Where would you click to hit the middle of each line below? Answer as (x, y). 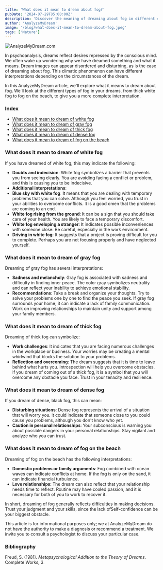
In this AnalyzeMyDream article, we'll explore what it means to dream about (81, 85)
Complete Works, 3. (25, 562)
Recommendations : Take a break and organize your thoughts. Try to (81, 293)
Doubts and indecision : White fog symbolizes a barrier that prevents (81, 172)
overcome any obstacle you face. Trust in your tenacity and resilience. (82, 377)
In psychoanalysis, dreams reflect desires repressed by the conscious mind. (81, 55)
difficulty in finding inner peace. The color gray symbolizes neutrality (81, 282)
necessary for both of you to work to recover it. (59, 494)
